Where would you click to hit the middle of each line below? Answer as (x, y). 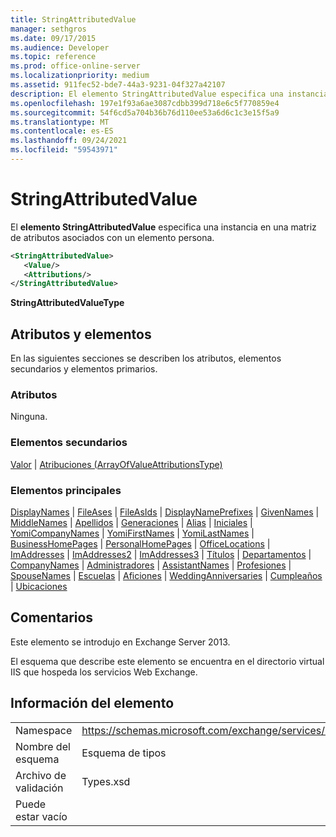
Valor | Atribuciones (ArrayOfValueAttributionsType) (116, 464)
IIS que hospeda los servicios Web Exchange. (104, 672)
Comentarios (52, 617)
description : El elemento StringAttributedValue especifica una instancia (169, 94)
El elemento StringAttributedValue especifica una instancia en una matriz (163, 227)
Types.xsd (106, 781)
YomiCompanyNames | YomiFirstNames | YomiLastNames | (132, 533)
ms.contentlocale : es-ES (62, 131)
